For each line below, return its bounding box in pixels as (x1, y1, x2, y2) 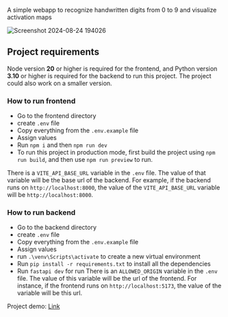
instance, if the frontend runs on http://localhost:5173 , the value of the (16, 281, 222, 290)
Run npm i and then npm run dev (16, 141, 107, 150)
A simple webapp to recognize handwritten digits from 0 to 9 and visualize (7, 6, 217, 14)
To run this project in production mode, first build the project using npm (16, 148, 216, 156)
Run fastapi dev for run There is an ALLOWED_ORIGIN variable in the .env (16, 267, 218, 275)
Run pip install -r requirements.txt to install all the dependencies (16, 260, 211, 268)
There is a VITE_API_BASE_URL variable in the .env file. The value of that (7, 169, 207, 177)
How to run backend (7, 208, 76, 218)
